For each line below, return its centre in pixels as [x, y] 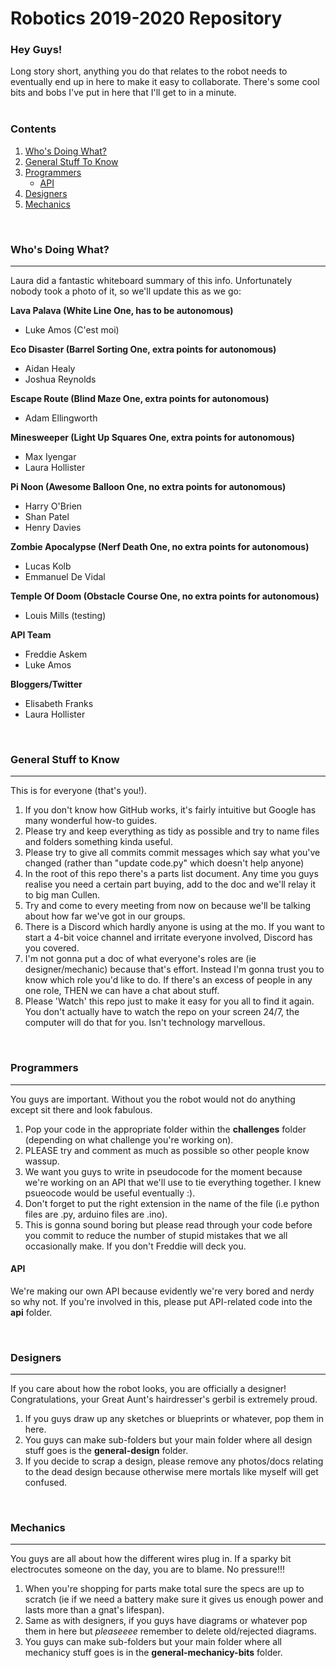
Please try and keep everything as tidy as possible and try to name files [172, 831]
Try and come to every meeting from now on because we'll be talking [168, 906]
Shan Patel [47, 517]
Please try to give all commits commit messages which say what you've [172, 853]
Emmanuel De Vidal [65, 577]
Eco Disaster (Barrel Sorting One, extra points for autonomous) [143, 349]
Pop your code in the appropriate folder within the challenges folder [165, 1129]
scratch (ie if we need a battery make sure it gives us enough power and [174, 1599]
